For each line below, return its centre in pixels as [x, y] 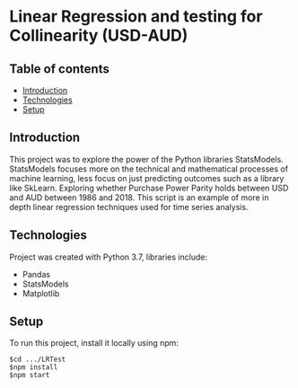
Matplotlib [41, 293]
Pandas [36, 274]
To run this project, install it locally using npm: [94, 343]
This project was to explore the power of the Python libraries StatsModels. [147, 159]
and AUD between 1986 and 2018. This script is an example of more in [139, 197]
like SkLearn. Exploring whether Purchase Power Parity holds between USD [149, 188]
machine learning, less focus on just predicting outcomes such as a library [147, 178]
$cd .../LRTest [38, 360]
